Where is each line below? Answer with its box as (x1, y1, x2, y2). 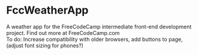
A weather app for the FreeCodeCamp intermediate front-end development (6, 23, 192, 30)
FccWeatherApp (6, 4, 89, 17)
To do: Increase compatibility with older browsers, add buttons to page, (6, 35, 183, 43)
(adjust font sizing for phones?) (6, 42, 84, 49)
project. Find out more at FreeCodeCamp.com (6, 29, 120, 36)
